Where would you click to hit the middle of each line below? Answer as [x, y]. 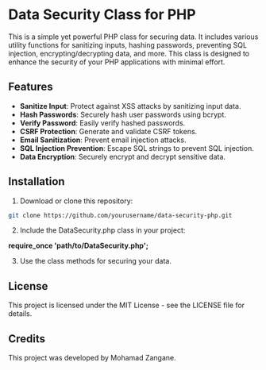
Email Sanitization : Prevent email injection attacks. [103, 140]
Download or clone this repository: [76, 201]
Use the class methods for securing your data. [96, 261]
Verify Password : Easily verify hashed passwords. [102, 123]
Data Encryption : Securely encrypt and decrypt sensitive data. [123, 156]
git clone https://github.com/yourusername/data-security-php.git [120, 215]
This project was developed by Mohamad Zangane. [92, 358]
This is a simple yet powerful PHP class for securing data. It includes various [133, 37]
